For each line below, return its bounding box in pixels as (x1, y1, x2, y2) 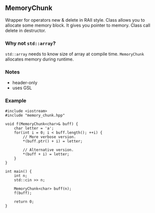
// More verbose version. (23, 134, 77, 140)
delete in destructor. (5, 27, 46, 34)
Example (5, 97, 27, 104)
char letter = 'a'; (14, 126, 54, 131)
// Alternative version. (23, 147, 74, 152)
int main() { (5, 169, 32, 174)
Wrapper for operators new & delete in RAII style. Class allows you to (5, 17, 145, 23)
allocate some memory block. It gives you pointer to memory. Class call (5, 22, 151, 28)
